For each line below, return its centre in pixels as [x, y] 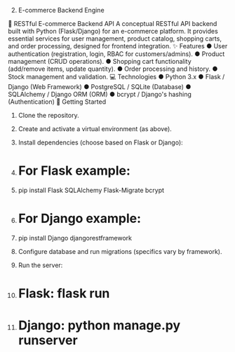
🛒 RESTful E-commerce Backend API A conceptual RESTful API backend [113, 23]
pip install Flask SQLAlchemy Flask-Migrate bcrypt [91, 190]
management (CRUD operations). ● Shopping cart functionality [100, 61]
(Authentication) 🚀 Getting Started [57, 102]
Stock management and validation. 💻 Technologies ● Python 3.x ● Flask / [116, 77]
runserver [48, 340]
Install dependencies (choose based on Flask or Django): [100, 142]
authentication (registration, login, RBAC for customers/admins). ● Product [116, 54]
